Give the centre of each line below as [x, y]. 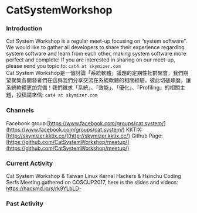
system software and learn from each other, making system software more [96, 54]
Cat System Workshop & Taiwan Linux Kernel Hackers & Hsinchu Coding [94, 176]
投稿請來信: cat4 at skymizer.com [57, 95]
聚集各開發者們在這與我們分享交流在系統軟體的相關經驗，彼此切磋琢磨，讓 [101, 80]
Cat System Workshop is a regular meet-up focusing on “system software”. [97, 41]
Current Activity [30, 163]
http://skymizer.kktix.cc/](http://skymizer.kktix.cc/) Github [78, 136]
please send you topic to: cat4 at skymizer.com [64, 66]
